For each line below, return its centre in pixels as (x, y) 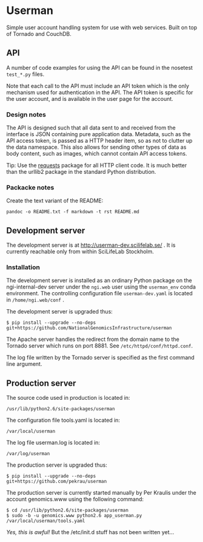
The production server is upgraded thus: (57, 465)
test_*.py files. (25, 74)
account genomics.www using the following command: (75, 499)
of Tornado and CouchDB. (39, 33)
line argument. (24, 364)
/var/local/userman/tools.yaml (46, 521)
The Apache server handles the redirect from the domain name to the (93, 339)
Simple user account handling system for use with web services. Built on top (102, 27)
